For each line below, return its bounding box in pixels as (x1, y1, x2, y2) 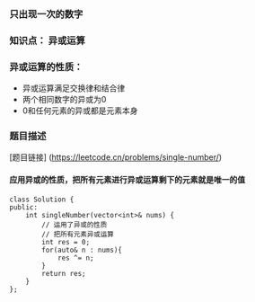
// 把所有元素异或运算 (41, 229, 114, 239)
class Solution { (9, 195, 75, 204)
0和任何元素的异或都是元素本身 (22, 105, 138, 116)
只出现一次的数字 (9, 7, 84, 20)
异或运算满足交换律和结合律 (22, 83, 126, 93)
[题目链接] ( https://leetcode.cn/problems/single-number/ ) (9, 152, 223, 163)
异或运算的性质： (9, 60, 84, 73)
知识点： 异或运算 (9, 34, 85, 47)
